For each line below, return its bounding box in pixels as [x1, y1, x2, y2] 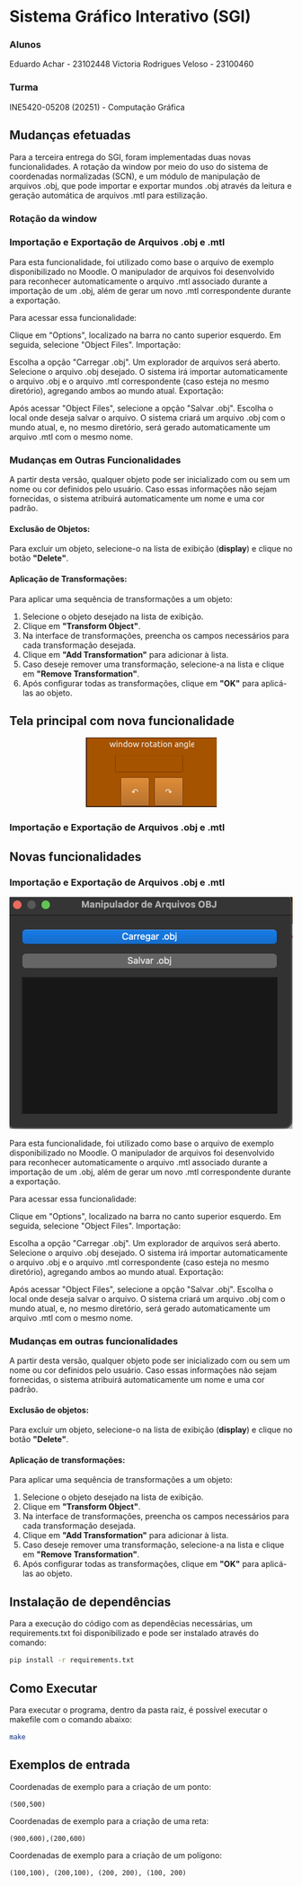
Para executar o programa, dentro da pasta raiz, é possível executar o [9, 1704, 268, 1715]
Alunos [9, 39, 42, 51]
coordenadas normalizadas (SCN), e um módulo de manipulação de [9, 171, 261, 182]
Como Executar [9, 1680, 98, 1696]
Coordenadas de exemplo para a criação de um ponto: [9, 1781, 211, 1792]
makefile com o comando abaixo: [9, 1713, 132, 1724]
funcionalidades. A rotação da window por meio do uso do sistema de [9, 161, 269, 172]
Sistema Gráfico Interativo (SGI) [9, 6, 252, 27]
